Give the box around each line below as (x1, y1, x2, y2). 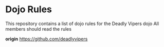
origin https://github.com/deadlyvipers (5, 36, 88, 42)
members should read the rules (5, 26, 72, 32)
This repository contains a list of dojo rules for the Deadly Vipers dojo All (5, 20, 159, 27)
